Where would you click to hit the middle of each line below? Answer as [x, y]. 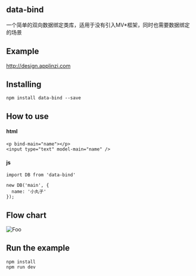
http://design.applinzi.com [38, 65]
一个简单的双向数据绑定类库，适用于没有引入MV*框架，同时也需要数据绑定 [98, 25]
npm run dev [21, 267]
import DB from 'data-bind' [41, 175]
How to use [27, 116]
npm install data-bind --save [44, 98]
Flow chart [26, 215]
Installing [24, 85]
